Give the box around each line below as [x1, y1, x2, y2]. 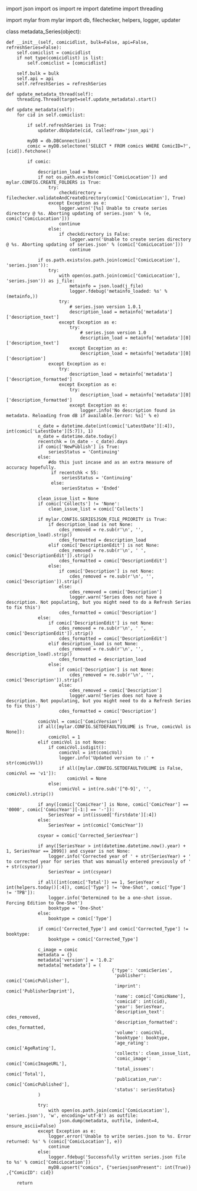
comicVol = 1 [48, 734, 81, 740]
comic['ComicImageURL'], [6, 1061, 67, 1067]
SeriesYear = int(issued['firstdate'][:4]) [48, 812, 157, 818]
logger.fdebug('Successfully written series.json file [48, 1154, 186, 1160]
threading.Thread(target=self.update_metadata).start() [17, 97, 157, 103]
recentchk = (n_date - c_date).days [37, 438, 128, 444]
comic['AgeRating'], [6, 1045, 57, 1051]
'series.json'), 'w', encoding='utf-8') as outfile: [6, 1113, 139, 1119]
